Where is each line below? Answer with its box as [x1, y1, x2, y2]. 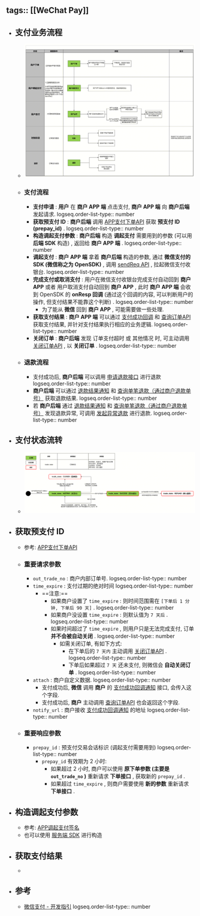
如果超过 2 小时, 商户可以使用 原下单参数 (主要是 [50, 765, 169, 773]
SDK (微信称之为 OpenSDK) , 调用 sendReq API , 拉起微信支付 [32, 261, 186, 268]
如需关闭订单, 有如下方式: [59, 640, 122, 647]
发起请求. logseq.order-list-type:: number [32, 210, 135, 218]
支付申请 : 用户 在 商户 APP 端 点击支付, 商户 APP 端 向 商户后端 [32, 203, 190, 210]
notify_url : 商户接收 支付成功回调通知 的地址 [32, 706, 146, 713]
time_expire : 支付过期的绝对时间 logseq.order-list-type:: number [32, 582, 193, 590]
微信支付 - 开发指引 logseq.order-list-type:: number [23, 903, 151, 910]
